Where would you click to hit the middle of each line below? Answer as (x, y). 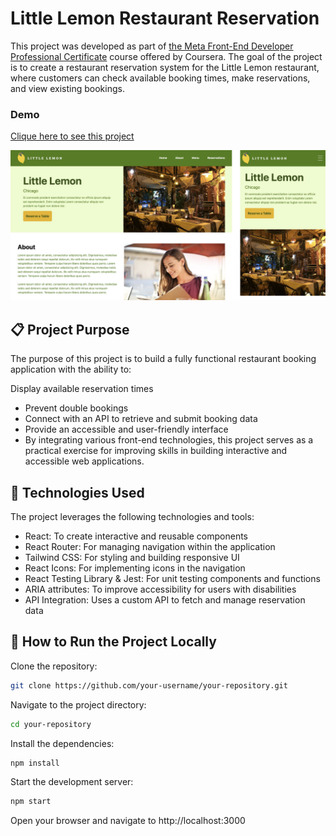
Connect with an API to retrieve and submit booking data (141, 419)
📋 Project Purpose (70, 329)
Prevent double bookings (76, 408)
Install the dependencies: (62, 743)
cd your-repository (51, 724)
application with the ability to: (71, 369)
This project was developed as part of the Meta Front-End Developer (152, 46)
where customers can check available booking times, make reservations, (160, 78)
